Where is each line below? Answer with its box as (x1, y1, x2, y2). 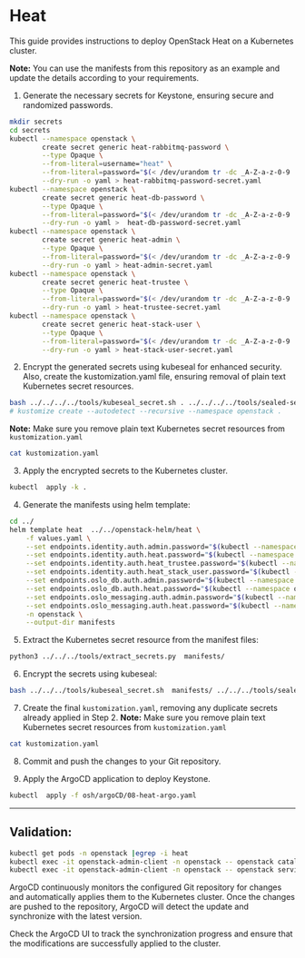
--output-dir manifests (25, 618, 116, 627)
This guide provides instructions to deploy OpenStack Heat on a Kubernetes (9, 35, 294, 46)
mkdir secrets (9, 117, 64, 126)
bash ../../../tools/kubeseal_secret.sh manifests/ (9, 686, 213, 696)
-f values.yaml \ (25, 533, 92, 543)
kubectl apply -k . (9, 483, 88, 492)
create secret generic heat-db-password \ (42, 193, 205, 202)
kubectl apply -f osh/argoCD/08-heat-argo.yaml (9, 791, 197, 800)
